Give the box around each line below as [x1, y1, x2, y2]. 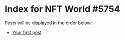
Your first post [12, 29, 42, 35]
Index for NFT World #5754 [5, 3, 120, 15]
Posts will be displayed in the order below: [5, 20, 92, 26]
